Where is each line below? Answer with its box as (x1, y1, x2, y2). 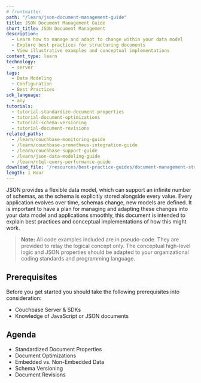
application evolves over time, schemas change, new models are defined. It (6, 199, 193, 206)
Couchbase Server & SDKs (14, 306, 81, 313)
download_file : (6, 164, 44, 170)
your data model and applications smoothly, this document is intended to (6, 212, 185, 219)
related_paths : (6, 131, 44, 137)
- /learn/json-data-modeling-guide (11, 153, 100, 159)
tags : (6, 70, 20, 76)
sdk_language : (6, 92, 42, 98)
